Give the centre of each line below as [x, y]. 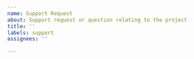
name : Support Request [40, 13]
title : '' [21, 26]
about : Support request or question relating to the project [97, 20]
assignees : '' [28, 39]
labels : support [30, 33]
